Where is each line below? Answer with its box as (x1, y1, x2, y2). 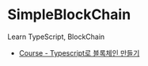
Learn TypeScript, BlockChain (7, 32, 105, 41)
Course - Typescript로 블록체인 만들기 (18, 48, 140, 57)
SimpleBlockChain (7, 6, 131, 24)
